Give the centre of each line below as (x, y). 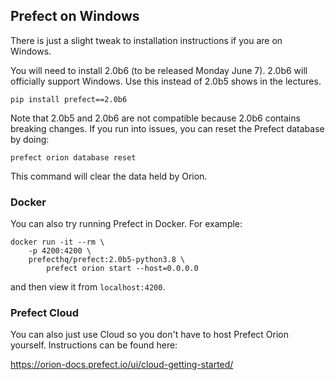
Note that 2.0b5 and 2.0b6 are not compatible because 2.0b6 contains (155, 118)
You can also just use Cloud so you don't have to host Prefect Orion (149, 335)
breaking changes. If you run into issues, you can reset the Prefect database (167, 128)
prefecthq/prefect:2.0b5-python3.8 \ (107, 260)
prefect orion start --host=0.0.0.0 (122, 269)
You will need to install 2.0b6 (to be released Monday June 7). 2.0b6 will (159, 70)
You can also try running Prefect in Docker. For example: (126, 224)
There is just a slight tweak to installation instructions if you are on (146, 40)
